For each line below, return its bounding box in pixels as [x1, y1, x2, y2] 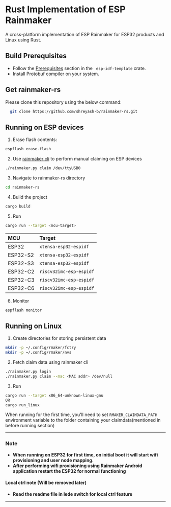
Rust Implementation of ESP [5, 4, 126, 15]
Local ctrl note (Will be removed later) [5, 479, 87, 486]
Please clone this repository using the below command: [5, 99, 122, 105]
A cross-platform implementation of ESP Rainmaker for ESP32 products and [5, 31, 164, 37]
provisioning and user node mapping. [12, 457, 94, 463]
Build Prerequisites [5, 52, 67, 60]
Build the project [12, 194, 47, 200]
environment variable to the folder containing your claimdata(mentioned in [5, 417, 161, 423]
